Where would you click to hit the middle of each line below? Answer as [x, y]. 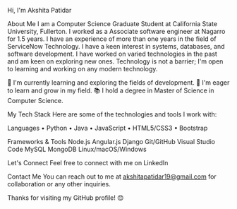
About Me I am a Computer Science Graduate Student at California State [112, 24]
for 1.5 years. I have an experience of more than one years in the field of [112, 39]
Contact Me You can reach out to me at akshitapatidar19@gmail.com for [112, 177]
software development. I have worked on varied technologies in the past [112, 54]
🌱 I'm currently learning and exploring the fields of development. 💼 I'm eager [119, 83]
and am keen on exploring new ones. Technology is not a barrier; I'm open [115, 61]
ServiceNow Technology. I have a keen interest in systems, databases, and [116, 46]
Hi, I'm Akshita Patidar [39, 10]
